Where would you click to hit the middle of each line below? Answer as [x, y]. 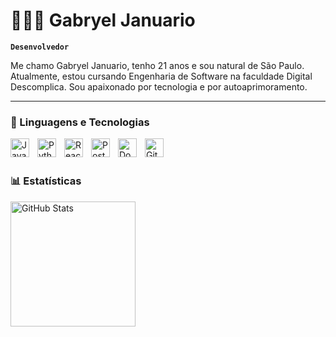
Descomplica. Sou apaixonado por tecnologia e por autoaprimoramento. [159, 86]
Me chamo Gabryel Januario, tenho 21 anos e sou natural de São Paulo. [157, 65]
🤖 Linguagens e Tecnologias [80, 122]
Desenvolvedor [40, 47]
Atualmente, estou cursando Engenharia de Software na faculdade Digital [161, 76]
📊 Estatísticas [46, 181]
